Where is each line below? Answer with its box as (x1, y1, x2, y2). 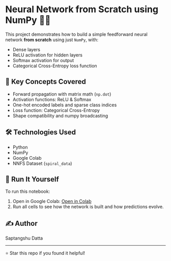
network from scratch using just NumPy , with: (5, 37, 99, 43)
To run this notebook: (5, 188, 50, 194)
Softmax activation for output (12, 57, 74, 63)
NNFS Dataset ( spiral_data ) (12, 160, 72, 166)
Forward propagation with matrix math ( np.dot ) (12, 91, 111, 97)
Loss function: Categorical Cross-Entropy (12, 107, 100, 113)
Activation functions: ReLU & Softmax (12, 96, 92, 102)
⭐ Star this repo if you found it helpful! (5, 250, 85, 256)
